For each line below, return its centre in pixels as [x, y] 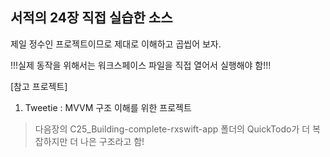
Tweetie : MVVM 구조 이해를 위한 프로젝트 [108, 107]
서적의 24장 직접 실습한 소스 [91, 18]
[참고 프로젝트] [39, 86]
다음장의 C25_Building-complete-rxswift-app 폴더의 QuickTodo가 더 [172, 129]
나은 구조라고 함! [112, 141]
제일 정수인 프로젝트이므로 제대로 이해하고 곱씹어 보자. [116, 44]
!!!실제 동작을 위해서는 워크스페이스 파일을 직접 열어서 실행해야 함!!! [141, 65]
